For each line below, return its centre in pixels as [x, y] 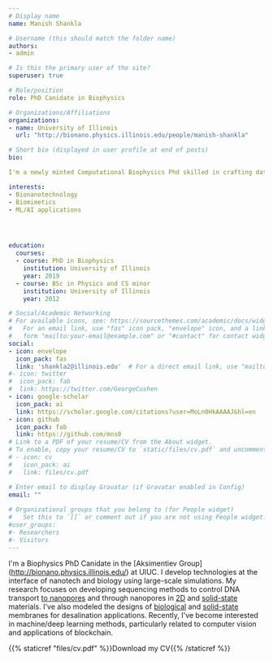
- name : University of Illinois [63, 128]
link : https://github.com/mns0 [69, 435]
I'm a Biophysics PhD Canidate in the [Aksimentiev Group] [106, 563]
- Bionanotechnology [43, 195]
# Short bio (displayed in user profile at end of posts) [108, 150]
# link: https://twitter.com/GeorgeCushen [83, 389]
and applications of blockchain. [61, 633]
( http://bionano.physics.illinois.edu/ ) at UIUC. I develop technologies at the [133, 571]
